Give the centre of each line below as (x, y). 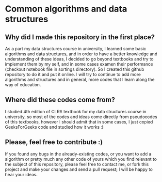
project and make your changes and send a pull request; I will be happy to (79, 169)
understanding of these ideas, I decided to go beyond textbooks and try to (79, 59)
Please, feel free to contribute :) (54, 142)
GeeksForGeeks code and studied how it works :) (54, 127)
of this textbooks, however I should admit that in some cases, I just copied (79, 121)
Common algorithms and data (66, 9)
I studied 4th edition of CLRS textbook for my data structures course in (76, 111)
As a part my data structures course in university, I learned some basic (76, 49)
